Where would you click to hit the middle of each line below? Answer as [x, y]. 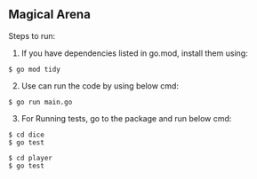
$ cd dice [27, 135]
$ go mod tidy [35, 69]
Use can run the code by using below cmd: [100, 86]
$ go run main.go [40, 102]
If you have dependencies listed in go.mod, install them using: [134, 53]
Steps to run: [32, 35]
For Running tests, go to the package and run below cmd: [126, 118]
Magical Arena [49, 15]
